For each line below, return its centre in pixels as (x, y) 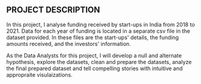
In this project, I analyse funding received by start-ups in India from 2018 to (100, 24)
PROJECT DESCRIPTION (53, 10)
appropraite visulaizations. (40, 74)
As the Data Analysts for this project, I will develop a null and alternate (94, 55)
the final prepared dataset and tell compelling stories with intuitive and (94, 68)
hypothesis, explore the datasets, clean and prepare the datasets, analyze (99, 62)
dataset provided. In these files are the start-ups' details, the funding (93, 37)
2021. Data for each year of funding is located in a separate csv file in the (98, 31)
